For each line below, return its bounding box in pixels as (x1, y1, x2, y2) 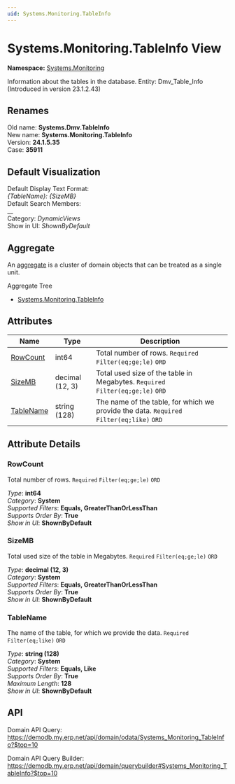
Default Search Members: (7, 199, 82, 208)
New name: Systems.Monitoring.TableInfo (7, 131, 133, 139)
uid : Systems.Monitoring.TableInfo (7, 10, 111, 17)
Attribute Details (7, 438, 80, 450)
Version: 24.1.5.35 (7, 138, 60, 147)
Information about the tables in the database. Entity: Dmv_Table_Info (7, 77, 204, 85)
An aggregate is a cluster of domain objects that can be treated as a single (7, 260, 222, 269)
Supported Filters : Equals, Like (7, 664, 97, 673)
